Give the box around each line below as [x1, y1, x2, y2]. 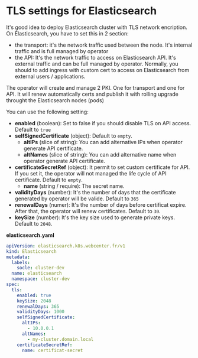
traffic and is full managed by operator [14, 47, 109, 54]
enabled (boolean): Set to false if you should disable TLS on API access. [14, 119, 191, 126]
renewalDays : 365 [17, 303, 60, 310]
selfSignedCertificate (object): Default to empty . [14, 132, 133, 139]
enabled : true [17, 292, 51, 298]
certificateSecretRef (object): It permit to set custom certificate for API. [14, 164, 190, 171]
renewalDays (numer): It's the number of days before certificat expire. [14, 201, 187, 208]
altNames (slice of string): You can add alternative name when [23, 151, 177, 158]
